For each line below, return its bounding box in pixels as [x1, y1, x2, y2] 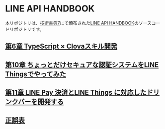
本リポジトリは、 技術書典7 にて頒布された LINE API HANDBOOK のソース [5, 20, 152, 26]
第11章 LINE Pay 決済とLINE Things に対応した [5, 88, 147, 97]
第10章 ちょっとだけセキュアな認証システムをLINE [5, 61, 159, 69]
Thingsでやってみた [5, 70, 66, 78]
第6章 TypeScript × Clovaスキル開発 [5, 42, 118, 51]
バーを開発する [17, 98, 64, 106]
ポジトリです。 [13, 26, 44, 32]
